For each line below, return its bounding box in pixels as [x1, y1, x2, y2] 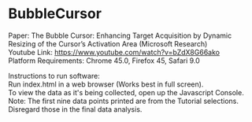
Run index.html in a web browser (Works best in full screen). [8, 79, 204, 89]
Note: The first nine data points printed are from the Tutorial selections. [8, 96, 239, 105]
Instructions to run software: [8, 71, 100, 80]
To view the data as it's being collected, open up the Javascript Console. [8, 87, 244, 97]
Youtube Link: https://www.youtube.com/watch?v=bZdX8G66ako [8, 47, 220, 57]
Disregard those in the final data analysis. [8, 104, 143, 114]
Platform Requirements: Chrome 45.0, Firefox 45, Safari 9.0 [8, 56, 201, 65]
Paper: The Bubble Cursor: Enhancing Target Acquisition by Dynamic [8, 31, 232, 40]
